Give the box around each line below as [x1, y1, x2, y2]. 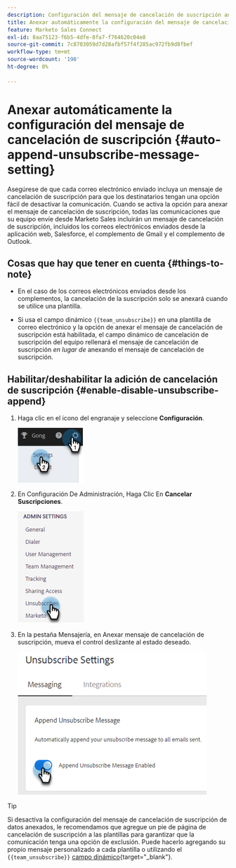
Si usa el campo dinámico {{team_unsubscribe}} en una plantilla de [17, 316, 211, 324]
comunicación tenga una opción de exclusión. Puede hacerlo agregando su [7, 838, 226, 846]
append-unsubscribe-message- [7, 146, 200, 162]
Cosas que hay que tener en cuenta [7, 257, 166, 269]
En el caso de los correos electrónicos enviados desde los [17, 287, 186, 295]
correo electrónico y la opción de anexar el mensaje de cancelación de [17, 323, 223, 332]
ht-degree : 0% [7, 63, 49, 70]
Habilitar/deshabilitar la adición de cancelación [7, 373, 218, 385]
